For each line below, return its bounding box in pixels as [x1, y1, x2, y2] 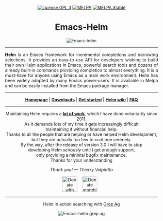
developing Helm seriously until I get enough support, [28, 147, 135, 153]
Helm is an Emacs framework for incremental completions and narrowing [5, 52, 158, 57]
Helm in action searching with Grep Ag [43, 201, 120, 207]
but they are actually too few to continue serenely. [31, 136, 132, 142]
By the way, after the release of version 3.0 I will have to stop [20, 142, 143, 147]
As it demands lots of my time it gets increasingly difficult [24, 121, 139, 127]
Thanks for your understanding [50, 157, 113, 163]
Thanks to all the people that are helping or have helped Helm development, [5, 131, 158, 137]
